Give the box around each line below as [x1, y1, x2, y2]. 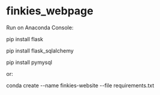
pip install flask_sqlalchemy [6, 47, 74, 54]
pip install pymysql [6, 59, 53, 66]
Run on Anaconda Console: [6, 24, 74, 31]
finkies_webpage [6, 4, 94, 18]
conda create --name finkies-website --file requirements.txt [6, 82, 155, 89]
